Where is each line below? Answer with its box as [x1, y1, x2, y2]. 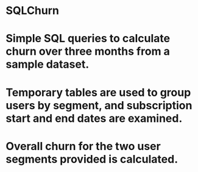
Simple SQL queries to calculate [5, 32, 171, 46]
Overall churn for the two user [5, 139, 161, 153]
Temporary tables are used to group [5, 85, 191, 99]
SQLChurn [5, 4, 59, 18]
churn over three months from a [5, 45, 170, 59]
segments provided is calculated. [5, 152, 179, 166]
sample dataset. [5, 57, 90, 71]
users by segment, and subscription [5, 98, 193, 112]
